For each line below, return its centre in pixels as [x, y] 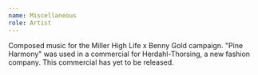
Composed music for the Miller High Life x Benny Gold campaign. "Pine [126, 45]
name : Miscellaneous [43, 15]
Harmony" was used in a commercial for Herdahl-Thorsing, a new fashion [129, 54]
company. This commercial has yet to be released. [91, 62]
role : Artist [30, 23]
